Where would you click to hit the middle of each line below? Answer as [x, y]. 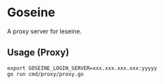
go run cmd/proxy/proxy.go [45, 74]
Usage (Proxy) [38, 52]
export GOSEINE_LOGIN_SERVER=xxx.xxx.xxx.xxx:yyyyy [82, 68]
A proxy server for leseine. [44, 31]
